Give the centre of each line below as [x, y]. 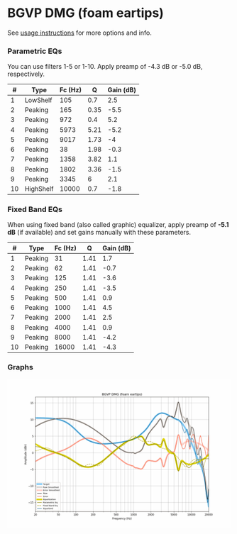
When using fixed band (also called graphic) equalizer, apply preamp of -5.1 [118, 225]
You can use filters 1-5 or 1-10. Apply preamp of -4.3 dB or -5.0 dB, [105, 67]
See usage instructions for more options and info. [80, 33]
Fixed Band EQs [35, 209]
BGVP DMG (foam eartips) [86, 13]
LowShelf [38, 100]
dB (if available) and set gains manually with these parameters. [99, 233]
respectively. [26, 74]
